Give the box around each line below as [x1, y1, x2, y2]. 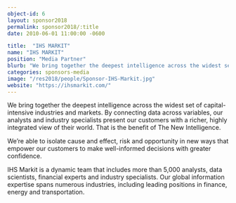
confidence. [7, 152, 42, 160]
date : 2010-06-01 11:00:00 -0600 [7, 30, 105, 37]
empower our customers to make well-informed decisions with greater [7, 145, 211, 153]
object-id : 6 [7, 10, 46, 18]
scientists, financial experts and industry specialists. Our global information [7, 173, 225, 181]
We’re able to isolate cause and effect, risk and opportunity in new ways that [7, 137, 229, 145]
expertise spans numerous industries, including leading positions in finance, [7, 181, 228, 189]
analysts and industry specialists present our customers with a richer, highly [7, 116, 228, 124]
